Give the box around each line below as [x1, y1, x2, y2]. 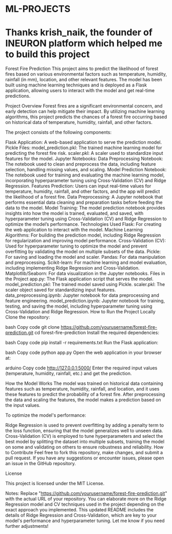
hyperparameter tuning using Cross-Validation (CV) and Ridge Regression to [5, 216, 167, 222]
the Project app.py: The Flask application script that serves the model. [5, 276, 154, 282]
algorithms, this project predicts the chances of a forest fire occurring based [5, 114, 167, 120]
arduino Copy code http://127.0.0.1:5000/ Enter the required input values [5, 365, 158, 371]
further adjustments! [5, 523, 49, 529]
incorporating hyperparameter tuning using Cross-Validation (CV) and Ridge [5, 177, 166, 184]
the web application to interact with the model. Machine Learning [5, 227, 143, 233]
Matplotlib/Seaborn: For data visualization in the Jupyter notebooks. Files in [5, 271, 165, 277]
